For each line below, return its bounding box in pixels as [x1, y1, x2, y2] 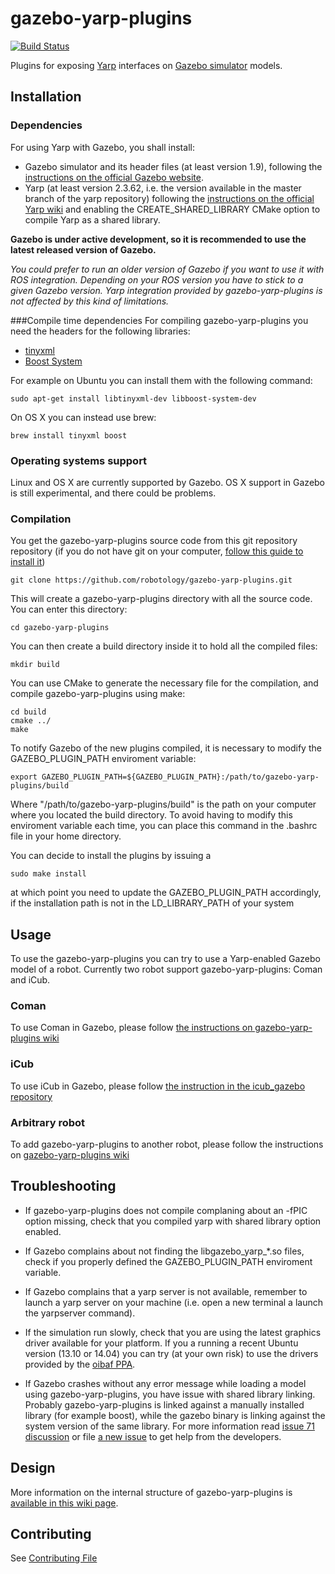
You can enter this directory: [10, 603, 128, 616]
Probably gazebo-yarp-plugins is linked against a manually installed [24, 1398, 305, 1411]
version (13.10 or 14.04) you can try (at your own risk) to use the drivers [24, 1347, 319, 1359]
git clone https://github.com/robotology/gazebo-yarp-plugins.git [10, 575, 293, 586]
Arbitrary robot [10, 1115, 86, 1129]
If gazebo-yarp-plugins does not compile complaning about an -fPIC [24, 1204, 308, 1216]
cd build [10, 707, 47, 717]
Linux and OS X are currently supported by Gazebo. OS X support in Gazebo [10, 476, 326, 488]
